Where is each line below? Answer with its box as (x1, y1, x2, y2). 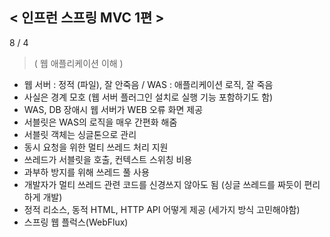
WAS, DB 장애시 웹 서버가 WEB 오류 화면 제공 (23, 103, 204, 115)
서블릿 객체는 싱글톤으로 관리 (23, 128, 137, 140)
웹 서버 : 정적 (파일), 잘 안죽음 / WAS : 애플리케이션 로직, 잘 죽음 (23, 78, 274, 90)
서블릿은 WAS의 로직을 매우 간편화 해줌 (23, 116, 178, 128)
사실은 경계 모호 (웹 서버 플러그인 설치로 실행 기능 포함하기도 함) (23, 91, 274, 103)
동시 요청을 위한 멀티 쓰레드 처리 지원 (23, 141, 169, 153)
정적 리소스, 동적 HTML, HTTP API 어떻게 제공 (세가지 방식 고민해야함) (23, 203, 301, 215)
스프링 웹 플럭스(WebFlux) (23, 216, 129, 228)
